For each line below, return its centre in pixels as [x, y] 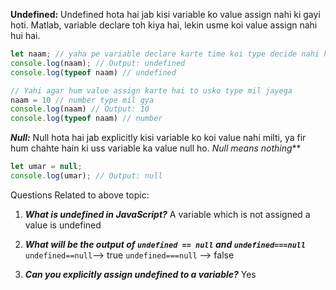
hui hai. [25, 35]
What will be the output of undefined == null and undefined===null [165, 244]
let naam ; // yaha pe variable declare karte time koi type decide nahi [165, 54]
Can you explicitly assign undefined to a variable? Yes [140, 274]
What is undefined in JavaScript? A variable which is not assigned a [167, 214]
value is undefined [63, 225]
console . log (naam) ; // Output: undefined [98, 63]
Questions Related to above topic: [80, 195]
